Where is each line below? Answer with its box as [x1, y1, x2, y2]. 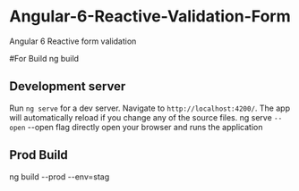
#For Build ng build [9, 53, 79, 63]
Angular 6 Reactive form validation [9, 36, 137, 46]
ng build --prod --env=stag [9, 171, 110, 182]
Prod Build [9, 147, 69, 162]
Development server [9, 79, 126, 95]
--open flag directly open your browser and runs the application [27, 121, 263, 132]
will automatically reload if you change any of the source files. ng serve [9, 112, 273, 122]
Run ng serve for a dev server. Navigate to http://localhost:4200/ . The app [9, 103, 291, 113]
